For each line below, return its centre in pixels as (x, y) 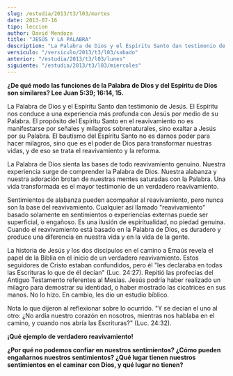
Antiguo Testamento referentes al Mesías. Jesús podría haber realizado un (114, 280)
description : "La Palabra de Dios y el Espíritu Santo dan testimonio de (116, 46)
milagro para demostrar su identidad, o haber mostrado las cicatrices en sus (116, 287)
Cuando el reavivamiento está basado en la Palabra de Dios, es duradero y (114, 229)
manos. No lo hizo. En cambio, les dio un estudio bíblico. (88, 295)
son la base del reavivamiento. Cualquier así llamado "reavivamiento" (106, 207)
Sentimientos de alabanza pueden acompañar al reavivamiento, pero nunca (115, 200)
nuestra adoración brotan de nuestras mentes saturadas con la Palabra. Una (116, 179)
